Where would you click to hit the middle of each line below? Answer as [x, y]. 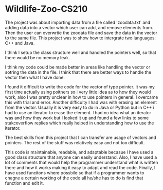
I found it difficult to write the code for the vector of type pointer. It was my [80, 86]
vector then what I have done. [35, 77]
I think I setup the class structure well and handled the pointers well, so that [81, 52]
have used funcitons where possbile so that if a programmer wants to [75, 173]
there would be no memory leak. [37, 57]
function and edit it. [25, 183]
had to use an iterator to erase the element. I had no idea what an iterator [78, 112]
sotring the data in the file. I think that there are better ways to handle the [78, 72]
